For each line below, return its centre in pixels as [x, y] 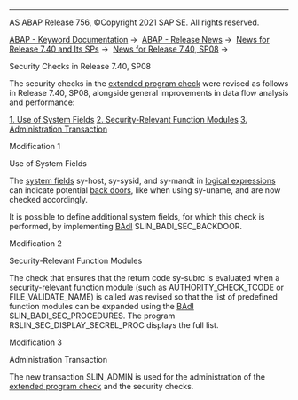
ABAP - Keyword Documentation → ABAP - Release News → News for [140, 40]
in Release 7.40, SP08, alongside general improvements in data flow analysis [149, 93]
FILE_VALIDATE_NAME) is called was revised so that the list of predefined [143, 297]
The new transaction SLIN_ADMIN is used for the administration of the [137, 377]
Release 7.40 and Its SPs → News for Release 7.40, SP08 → [119, 49]
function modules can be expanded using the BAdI [102, 306]
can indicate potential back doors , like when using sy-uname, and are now [145, 190]
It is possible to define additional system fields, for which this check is [137, 217]
